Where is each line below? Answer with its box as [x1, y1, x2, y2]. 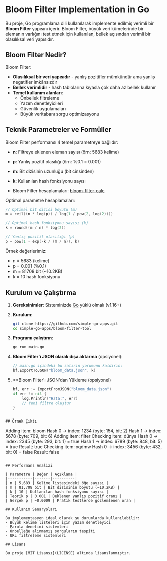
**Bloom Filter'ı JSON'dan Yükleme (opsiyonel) [12, 377, 111, 383]
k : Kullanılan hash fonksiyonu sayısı [12, 178, 86, 184]
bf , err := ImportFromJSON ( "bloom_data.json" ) [12, 387, 112, 392]
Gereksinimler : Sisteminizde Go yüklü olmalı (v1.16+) [12, 302, 122, 308]
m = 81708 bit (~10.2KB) [12, 268, 63, 274]
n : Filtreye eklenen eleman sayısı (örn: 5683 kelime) [12, 149, 119, 155]
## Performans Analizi [5, 463, 53, 468]
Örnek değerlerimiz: [5, 248, 47, 254]
